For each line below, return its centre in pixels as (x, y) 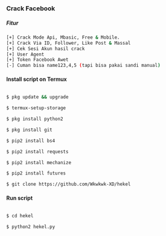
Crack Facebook (31, 8)
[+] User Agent (25, 54)
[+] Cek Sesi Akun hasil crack (46, 49)
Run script (20, 198)
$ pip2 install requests (37, 151)
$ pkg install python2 (35, 119)
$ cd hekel (20, 216)
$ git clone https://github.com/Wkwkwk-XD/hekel (69, 184)
